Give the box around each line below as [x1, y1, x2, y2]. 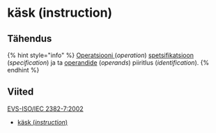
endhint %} [7, 66, 40, 74]
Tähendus [7, 33, 52, 45]
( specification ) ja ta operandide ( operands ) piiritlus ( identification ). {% [7, 58, 210, 67]
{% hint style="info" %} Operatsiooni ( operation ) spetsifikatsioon [7, 51, 194, 59]
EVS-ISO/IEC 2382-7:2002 [7, 104, 84, 113]
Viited [7, 86, 34, 98]
